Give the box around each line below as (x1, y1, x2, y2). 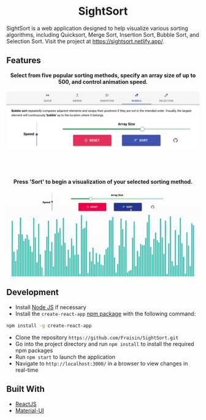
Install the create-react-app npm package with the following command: (15, 310, 196, 317)
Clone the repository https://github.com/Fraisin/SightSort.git (15, 334, 179, 341)
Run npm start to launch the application (15, 353, 115, 361)
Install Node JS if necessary (15, 303, 87, 310)
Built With (6, 384, 45, 394)
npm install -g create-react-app (6, 323, 92, 329)
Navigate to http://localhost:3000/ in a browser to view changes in (15, 359, 188, 367)
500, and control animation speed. (58, 78, 148, 85)
